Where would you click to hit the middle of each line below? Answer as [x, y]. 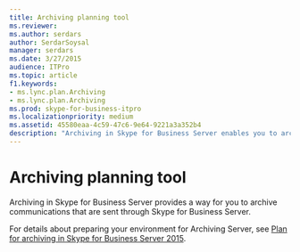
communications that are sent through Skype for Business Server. [130, 211]
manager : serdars [42, 51]
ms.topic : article [43, 76]
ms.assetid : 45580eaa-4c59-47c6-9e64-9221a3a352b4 [105, 126]
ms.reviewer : [33, 26]
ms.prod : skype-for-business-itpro [75, 109]
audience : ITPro [39, 68]
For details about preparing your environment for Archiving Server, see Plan [148, 229]
